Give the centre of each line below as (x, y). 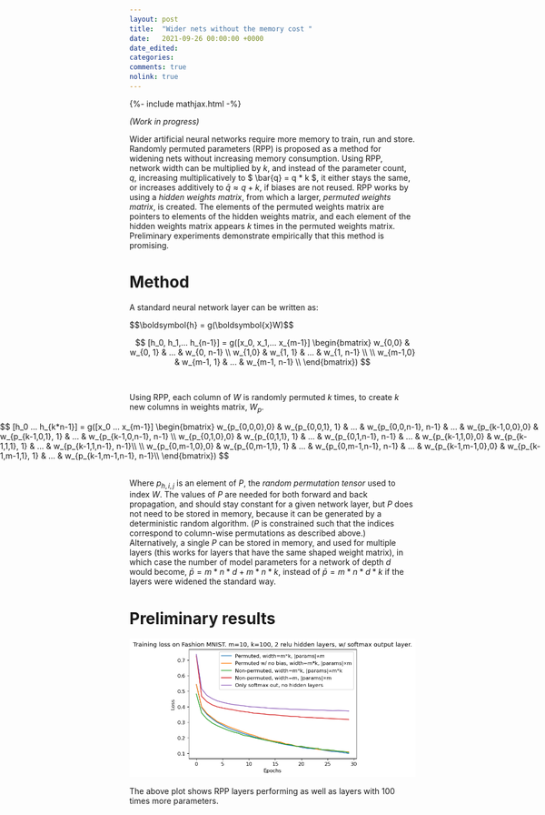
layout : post (154, 19)
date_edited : (154, 48)
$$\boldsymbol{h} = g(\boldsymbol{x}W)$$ (212, 325)
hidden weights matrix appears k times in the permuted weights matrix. (262, 226)
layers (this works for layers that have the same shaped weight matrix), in (267, 553)
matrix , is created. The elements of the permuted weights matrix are (257, 206)
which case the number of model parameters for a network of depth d (260, 562)
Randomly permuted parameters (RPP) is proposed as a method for (255, 148)
